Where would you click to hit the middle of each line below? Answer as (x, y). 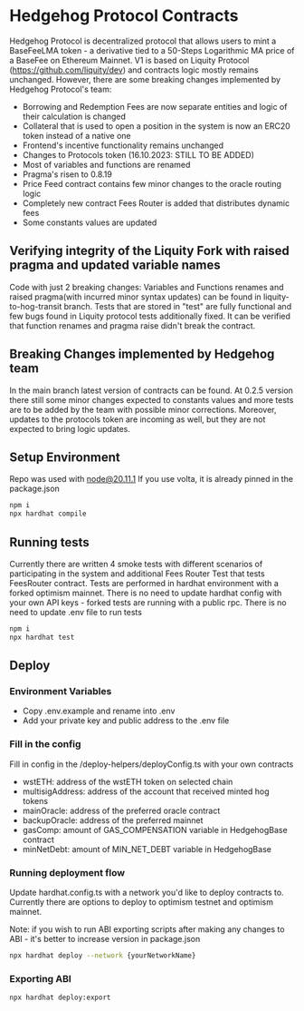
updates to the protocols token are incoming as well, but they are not (138, 419)
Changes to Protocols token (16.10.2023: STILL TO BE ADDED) (138, 154)
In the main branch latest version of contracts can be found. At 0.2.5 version (152, 390)
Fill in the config (45, 744)
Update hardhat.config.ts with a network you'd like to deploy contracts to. (147, 892)
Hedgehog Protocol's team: (61, 89)
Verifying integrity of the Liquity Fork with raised (149, 251)
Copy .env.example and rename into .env (99, 711)
